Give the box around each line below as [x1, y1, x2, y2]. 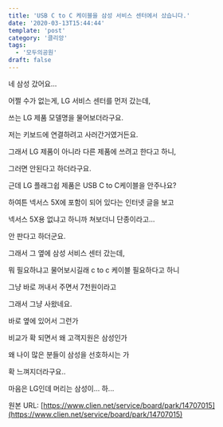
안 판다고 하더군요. [8, 231, 66, 241]
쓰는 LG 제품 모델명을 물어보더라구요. [8, 112, 123, 122]
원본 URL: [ [8, 400, 44, 410]
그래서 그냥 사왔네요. [8, 299, 72, 308]
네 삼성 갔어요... [8, 79, 57, 88]
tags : [8, 41, 26, 49]
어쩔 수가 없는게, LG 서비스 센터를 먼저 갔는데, [8, 96, 151, 105]
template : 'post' [8, 26, 66, 34]
